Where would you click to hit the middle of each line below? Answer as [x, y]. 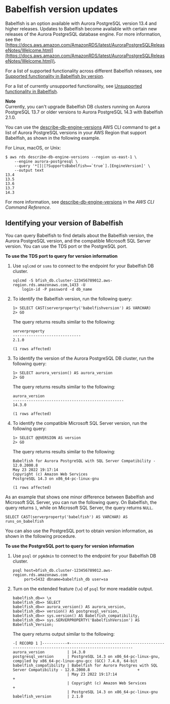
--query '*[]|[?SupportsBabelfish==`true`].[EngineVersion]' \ [82, 166]
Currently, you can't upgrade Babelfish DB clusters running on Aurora [78, 106]
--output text [29, 170]
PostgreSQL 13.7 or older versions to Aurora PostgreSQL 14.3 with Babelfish [84, 112]
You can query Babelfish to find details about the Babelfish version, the [79, 235]
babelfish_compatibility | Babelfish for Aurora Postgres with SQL [85, 665]
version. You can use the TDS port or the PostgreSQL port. [66, 246]
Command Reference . [28, 207]
